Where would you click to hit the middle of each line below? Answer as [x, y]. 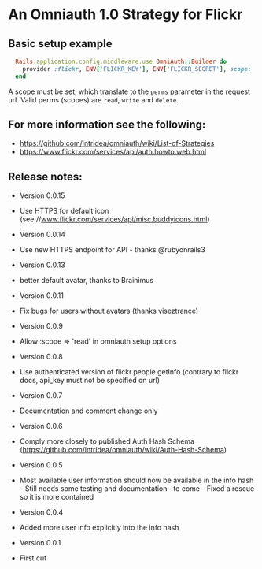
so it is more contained [57, 497]
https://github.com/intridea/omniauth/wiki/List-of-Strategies [117, 143]
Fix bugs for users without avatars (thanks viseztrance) [109, 311]
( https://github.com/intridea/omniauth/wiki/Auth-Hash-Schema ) [123, 450]
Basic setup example [60, 44]
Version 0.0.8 [41, 357]
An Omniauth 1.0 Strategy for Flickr [125, 15]
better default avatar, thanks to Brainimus [87, 281]
